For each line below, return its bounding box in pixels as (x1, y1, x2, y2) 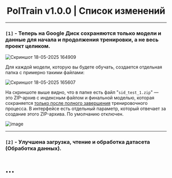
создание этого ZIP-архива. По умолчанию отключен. (5, 111, 124, 117)
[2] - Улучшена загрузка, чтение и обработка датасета (5, 139, 150, 146)
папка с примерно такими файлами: (5, 70, 84, 76)
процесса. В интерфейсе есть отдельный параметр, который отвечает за (5, 105, 166, 112)
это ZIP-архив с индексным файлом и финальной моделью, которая (5, 95, 155, 101)
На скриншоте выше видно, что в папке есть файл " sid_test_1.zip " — (5, 90, 159, 96)
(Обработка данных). (5, 145, 62, 152)
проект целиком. (5, 42, 51, 50)
